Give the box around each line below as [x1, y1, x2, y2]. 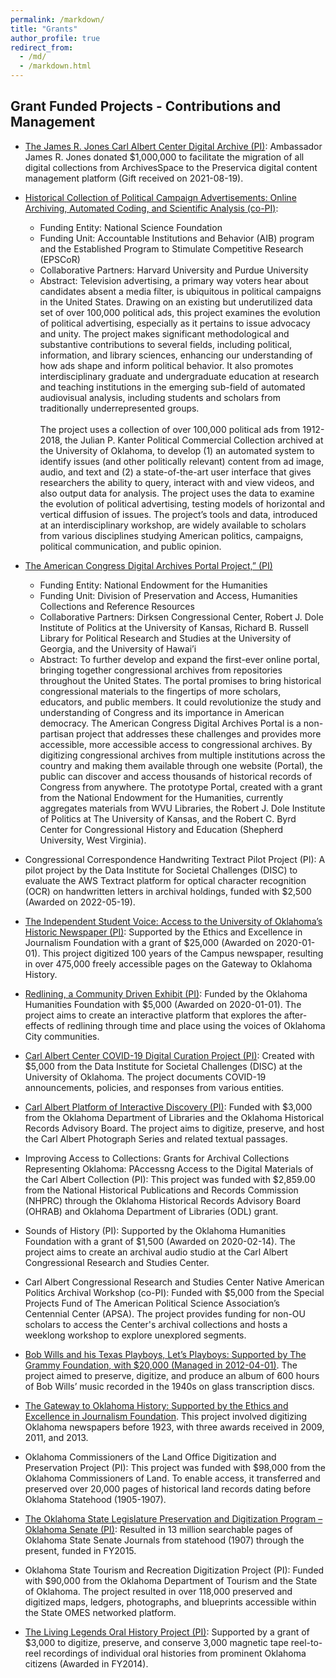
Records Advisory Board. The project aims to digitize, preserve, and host [24, 1122, 325, 1134]
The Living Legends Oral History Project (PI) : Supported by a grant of [24, 1626, 310, 1638]
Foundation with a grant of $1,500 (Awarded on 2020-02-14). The [24, 1235, 296, 1247]
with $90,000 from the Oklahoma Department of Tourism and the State [24, 1574, 318, 1586]
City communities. [24, 1030, 100, 1042]
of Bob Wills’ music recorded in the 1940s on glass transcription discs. [24, 1380, 315, 1392]
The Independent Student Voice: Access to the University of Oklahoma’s [24, 915, 323, 927]
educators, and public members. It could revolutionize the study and [39, 696, 322, 708]
